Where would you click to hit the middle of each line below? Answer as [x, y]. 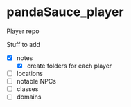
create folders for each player [69, 66]
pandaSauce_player [65, 12]
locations [29, 74]
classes [27, 89]
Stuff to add [24, 44]
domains [29, 97]
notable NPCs [36, 81]
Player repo [23, 31]
